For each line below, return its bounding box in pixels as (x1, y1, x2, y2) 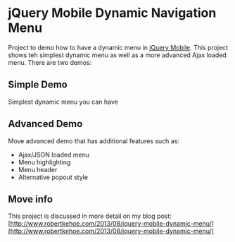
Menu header (18, 165, 58, 174)
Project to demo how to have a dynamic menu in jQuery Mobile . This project (8, 43, 228, 52)
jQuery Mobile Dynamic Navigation (8, 5, 217, 21)
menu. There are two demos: (8, 58, 92, 66)
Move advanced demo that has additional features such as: (8, 136, 180, 145)
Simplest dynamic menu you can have (8, 97, 118, 106)
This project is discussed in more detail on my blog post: (8, 212, 172, 220)
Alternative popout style (18, 173, 89, 181)
